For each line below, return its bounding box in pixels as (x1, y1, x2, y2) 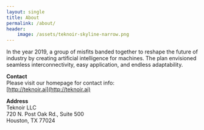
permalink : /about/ (6, 20, 56, 26)
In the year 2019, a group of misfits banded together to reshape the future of (6, 48, 198, 55)
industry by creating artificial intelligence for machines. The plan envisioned (6, 55, 197, 62)
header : (6, 26, 26, 32)
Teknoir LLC (6, 104, 37, 111)
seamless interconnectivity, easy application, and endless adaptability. (6, 61, 183, 69)
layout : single (6, 9, 45, 15)
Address (6, 98, 29, 105)
